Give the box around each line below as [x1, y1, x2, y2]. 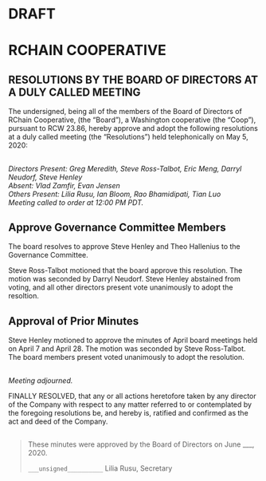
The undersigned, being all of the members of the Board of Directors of [8, 107, 243, 116]
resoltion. [8, 291, 40, 301]
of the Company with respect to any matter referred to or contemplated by [8, 400, 252, 409]
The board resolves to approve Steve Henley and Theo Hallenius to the [8, 242, 241, 251]
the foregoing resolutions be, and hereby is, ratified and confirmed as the [8, 408, 248, 417]
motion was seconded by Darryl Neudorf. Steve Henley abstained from [8, 274, 241, 284]
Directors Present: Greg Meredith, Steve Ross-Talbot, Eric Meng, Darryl [8, 164, 242, 173]
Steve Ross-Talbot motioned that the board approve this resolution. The [8, 266, 243, 275]
